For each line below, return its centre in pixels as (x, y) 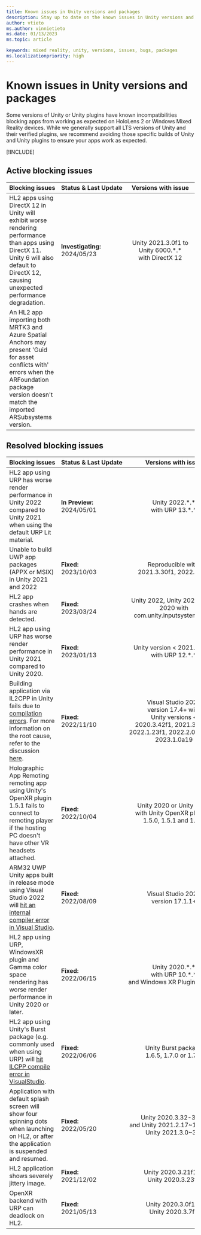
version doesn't (31, 395)
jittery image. (28, 1184)
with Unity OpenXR (162, 813)
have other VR (29, 843)
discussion (25, 751)
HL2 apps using (31, 198)
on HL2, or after (31, 1136)
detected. (23, 619)
